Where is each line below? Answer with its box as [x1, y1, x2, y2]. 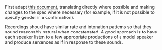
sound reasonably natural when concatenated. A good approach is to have [5, 29, 157, 34]
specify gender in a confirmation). [5, 15, 75, 20]
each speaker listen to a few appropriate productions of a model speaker [5, 34, 153, 40]
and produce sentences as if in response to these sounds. [5, 39, 123, 45]
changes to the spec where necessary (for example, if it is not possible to [5, 9, 155, 15]
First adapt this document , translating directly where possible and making [5, 4, 155, 10]
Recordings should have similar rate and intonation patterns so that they [5, 24, 152, 30]
